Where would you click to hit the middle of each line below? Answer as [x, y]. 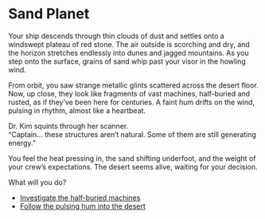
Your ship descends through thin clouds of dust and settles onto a [116, 36]
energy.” [22, 143]
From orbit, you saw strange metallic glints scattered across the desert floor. [133, 85]
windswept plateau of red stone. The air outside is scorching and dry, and [129, 44]
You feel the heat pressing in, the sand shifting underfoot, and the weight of [132, 158]
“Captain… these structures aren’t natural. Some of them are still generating [132, 134]
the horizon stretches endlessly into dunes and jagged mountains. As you [129, 53]
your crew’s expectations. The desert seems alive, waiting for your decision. [133, 166]
